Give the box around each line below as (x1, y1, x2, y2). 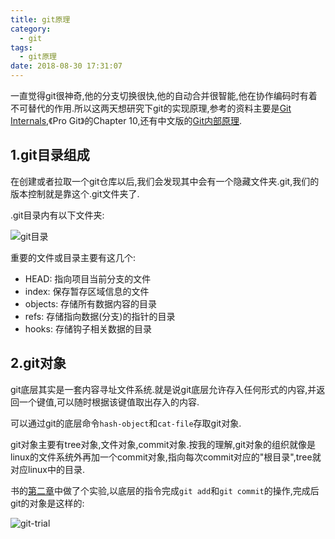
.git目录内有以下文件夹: (10, 209, 105, 221)
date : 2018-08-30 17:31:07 (10, 61, 123, 71)
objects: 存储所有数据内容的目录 (24, 297, 158, 310)
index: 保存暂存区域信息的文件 (24, 285, 150, 297)
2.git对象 (10, 355, 67, 372)
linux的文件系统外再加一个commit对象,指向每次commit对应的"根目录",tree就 (10, 451, 322, 463)
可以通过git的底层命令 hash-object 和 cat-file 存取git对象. (10, 417, 242, 429)
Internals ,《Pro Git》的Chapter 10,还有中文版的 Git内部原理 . (10, 115, 243, 126)
